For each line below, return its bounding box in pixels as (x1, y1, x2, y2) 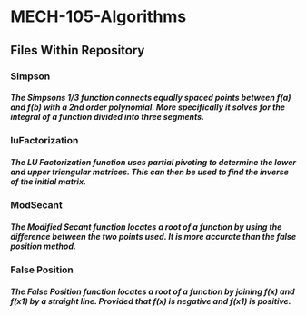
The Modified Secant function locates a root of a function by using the (10, 222, 282, 232)
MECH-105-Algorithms (10, 6, 187, 27)
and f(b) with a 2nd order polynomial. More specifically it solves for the (10, 102, 285, 113)
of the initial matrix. (10, 176, 87, 187)
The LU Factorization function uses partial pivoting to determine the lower (10, 157, 297, 168)
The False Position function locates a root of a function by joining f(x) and (10, 286, 295, 297)
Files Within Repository (10, 43, 145, 58)
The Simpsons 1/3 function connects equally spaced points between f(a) (10, 93, 291, 104)
